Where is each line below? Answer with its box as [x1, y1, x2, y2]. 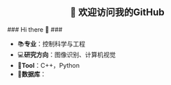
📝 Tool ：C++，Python [17, 61, 80, 69]
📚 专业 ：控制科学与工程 [17, 39, 86, 48]
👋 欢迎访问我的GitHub [70, 6, 165, 19]
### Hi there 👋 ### [7, 25, 63, 33]
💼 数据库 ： [17, 70, 47, 78]
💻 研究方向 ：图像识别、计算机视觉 [17, 50, 117, 59]
